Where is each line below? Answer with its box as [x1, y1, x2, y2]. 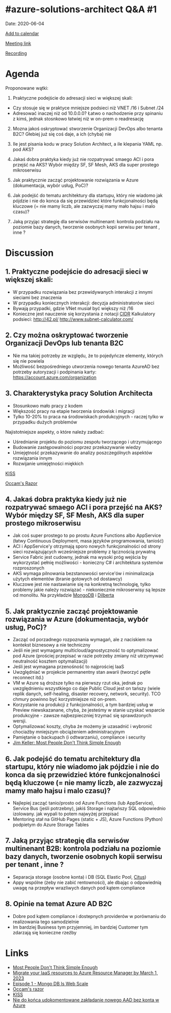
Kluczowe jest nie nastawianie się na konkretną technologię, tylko [12, 581, 151, 587]
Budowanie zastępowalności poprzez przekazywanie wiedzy [12, 444, 141, 450]
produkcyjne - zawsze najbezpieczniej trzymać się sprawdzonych [12, 713, 152, 719]
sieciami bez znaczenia [12, 294, 62, 300]
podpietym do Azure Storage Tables [12, 821, 89, 828]
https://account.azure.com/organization [12, 374, 97, 380]
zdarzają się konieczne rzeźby [12, 929, 77, 935]
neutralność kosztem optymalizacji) [12, 658, 88, 665]
